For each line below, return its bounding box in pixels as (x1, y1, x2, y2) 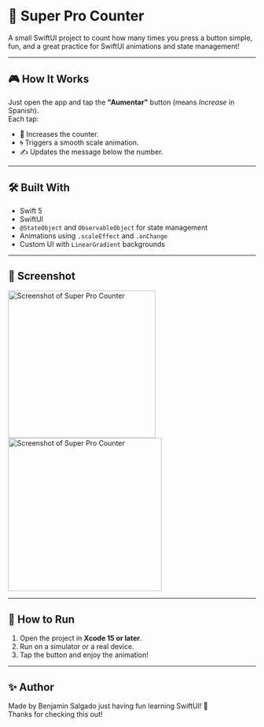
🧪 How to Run (8, 612, 75, 626)
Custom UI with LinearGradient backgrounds (19, 239, 166, 248)
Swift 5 (19, 206, 43, 215)
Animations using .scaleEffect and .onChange (19, 231, 167, 240)
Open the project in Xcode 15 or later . (19, 633, 142, 643)
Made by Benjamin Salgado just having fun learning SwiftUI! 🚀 (8, 701, 208, 710)
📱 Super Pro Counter (8, 7, 145, 25)
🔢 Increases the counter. (19, 129, 99, 138)
